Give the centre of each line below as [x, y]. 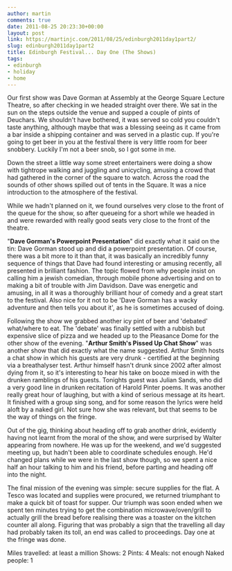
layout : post [26, 33]
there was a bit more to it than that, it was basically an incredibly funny [108, 256]
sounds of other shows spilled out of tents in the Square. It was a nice [107, 185]
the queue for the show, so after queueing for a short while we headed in [111, 213]
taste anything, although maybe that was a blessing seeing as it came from [114, 127]
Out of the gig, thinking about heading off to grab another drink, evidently [112, 430]
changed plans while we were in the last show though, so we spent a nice [112, 460]
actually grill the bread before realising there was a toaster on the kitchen [111, 518]
